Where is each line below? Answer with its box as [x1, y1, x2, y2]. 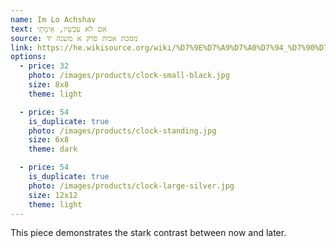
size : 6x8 [28, 135, 70, 145]
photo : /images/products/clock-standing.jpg [28, 126, 217, 136]
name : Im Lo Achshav [10, 14, 97, 25]
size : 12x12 [28, 190, 78, 200]
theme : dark [28, 144, 78, 155]
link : [10, 42, 33, 53]
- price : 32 [19, 61, 70, 71]
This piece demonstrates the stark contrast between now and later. [10, 227, 287, 239]
